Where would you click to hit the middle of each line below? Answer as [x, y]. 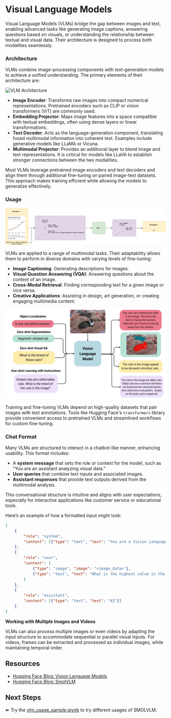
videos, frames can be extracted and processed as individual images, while [84, 642]
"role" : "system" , [43, 536]
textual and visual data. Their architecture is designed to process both [79, 40]
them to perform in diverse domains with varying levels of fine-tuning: [79, 259]
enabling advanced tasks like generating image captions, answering [77, 29]
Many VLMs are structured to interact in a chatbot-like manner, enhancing [83, 448]
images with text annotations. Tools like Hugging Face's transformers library [85, 412]
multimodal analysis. [34, 484]
